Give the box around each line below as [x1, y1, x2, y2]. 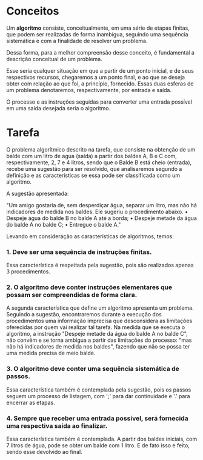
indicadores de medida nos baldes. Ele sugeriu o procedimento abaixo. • [6, 208, 188, 215]
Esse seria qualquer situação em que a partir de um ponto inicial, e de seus [6, 67, 194, 74]
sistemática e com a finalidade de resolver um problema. [6, 37, 148, 44]
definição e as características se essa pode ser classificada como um [6, 172, 181, 179]
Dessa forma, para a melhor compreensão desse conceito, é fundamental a [6, 48, 195, 56]
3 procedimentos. [6, 268, 50, 275]
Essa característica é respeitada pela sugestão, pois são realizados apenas [6, 262, 194, 269]
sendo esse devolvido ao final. [6, 448, 83, 456]
